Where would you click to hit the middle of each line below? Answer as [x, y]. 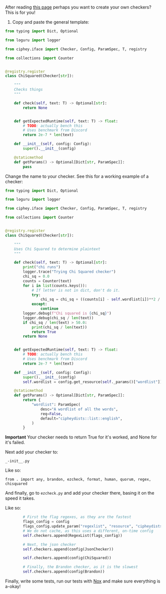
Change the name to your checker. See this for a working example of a [77, 176]
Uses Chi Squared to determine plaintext [57, 249]
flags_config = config [46, 522]
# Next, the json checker [50, 544]
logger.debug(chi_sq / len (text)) [58, 318]
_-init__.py [17, 461]
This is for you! [20, 12]
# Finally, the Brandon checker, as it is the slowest [81, 567]
